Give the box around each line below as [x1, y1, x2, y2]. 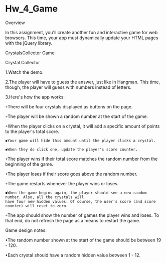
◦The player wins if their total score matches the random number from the [5, 156, 158, 162]
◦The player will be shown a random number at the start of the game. [5, 113, 148, 119]
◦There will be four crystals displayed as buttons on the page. [5, 103, 133, 109]
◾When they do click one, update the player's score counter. [5, 147, 138, 152]
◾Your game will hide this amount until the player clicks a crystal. [5, 138, 156, 143]
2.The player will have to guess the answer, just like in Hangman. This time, [5, 79, 160, 85]
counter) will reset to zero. [5, 203, 69, 208]
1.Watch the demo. [5, 69, 44, 75]
